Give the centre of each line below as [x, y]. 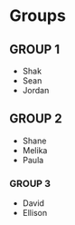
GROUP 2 [36, 119]
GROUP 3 [30, 183]
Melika [35, 150]
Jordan [36, 90]
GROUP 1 [35, 49]
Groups [37, 16]
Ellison [35, 213]
